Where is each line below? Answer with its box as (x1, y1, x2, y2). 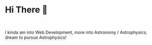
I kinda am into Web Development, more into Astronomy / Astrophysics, (5, 29, 148, 35)
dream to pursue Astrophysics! (5, 34, 67, 40)
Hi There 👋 (5, 4, 48, 15)
